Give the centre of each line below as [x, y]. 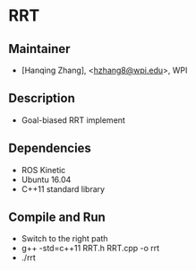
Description [42, 98]
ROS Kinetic [43, 170]
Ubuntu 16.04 [46, 179]
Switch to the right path [64, 239]
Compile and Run [57, 218]
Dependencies [50, 149]
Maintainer [39, 49]
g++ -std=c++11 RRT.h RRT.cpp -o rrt [90, 249]
